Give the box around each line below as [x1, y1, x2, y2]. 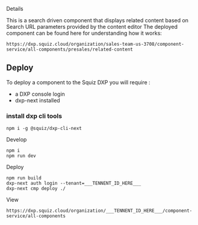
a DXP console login [14, 90, 65, 97]
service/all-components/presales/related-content [6, 46, 134, 52]
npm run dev [6, 153, 36, 159]
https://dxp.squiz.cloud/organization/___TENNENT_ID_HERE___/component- [6, 208, 193, 214]
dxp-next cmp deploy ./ [6, 186, 66, 192]
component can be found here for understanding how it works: [6, 29, 162, 37]
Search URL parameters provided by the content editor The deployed [6, 23, 178, 30]
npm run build [6, 175, 42, 181]
